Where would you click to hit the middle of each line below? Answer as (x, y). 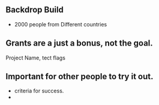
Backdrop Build (35, 10)
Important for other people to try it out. (79, 76)
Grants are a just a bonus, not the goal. (79, 43)
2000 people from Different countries (61, 24)
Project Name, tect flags (35, 58)
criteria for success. (39, 91)
